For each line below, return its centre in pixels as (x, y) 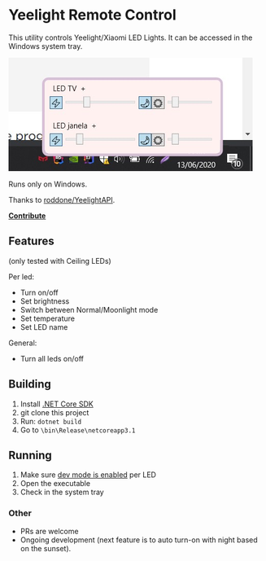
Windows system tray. (46, 46)
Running (31, 455)
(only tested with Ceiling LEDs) (60, 261)
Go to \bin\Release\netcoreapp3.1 (78, 430)
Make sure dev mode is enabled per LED (88, 475)
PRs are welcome (49, 531)
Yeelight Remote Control (92, 15)
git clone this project (55, 412)
